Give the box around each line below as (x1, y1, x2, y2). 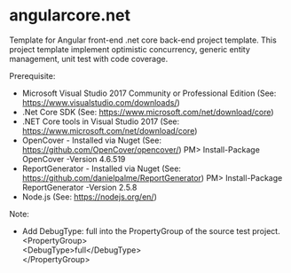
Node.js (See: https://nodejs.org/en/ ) (21, 191, 157, 202)
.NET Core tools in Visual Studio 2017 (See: (21, 116, 180, 127)
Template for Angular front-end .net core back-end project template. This (9, 35, 277, 45)
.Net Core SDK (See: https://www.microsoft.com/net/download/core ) (21, 106, 274, 117)
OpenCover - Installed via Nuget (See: (21, 135, 162, 145)
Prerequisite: (9, 70, 56, 81)
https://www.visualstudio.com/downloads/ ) (21, 97, 180, 107)
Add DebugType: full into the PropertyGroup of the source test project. (21, 225, 281, 236)
